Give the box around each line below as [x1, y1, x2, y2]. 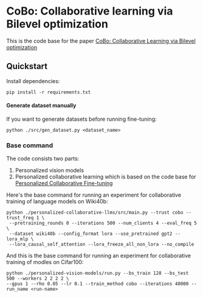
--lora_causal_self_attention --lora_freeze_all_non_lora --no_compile [9, 242, 194, 248]
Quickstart [6, 61, 48, 72]
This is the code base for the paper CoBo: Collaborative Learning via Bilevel [6, 37, 196, 44]
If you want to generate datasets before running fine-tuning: [6, 115, 157, 123]
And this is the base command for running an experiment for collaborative [6, 252, 191, 259]
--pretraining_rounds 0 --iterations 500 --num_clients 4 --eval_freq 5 [9, 220, 198, 226]
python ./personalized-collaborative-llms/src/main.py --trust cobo [6, 209, 184, 216]
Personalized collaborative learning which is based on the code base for [15, 173, 196, 180]
